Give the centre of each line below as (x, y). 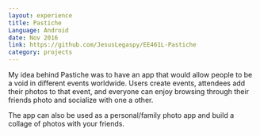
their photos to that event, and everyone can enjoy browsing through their (129, 91)
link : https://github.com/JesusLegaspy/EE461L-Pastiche (102, 45)
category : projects (40, 52)
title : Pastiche (35, 23)
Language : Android (38, 30)
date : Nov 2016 (33, 38)
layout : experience (40, 15)
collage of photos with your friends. (67, 124)
